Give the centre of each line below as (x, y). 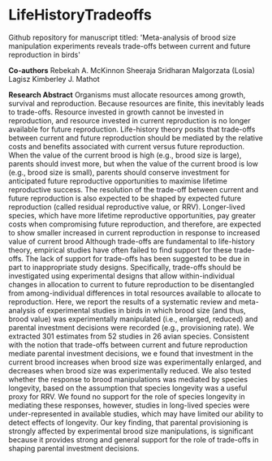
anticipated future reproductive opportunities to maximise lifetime (118, 181)
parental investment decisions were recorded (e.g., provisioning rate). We (131, 327)
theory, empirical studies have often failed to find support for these (121, 250)
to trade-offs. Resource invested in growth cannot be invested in (116, 112)
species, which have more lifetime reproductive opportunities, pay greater (132, 215)
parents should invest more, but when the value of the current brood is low (133, 163)
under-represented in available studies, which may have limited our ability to (136, 414)
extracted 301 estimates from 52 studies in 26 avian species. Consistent (129, 336)
